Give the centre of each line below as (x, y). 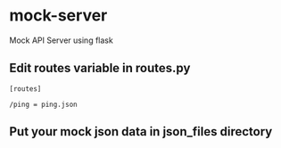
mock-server (58, 16)
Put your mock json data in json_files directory (141, 132)
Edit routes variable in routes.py (100, 68)
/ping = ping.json (43, 104)
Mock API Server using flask (61, 40)
